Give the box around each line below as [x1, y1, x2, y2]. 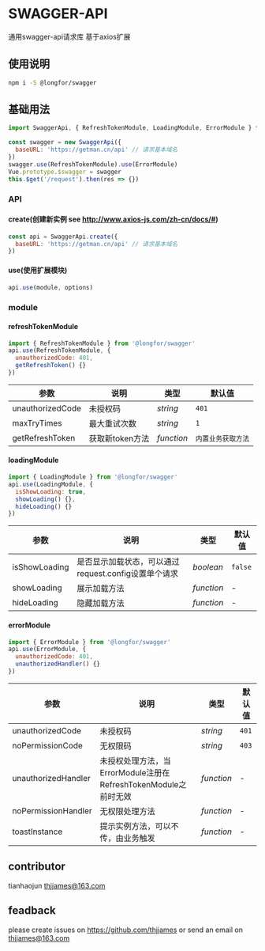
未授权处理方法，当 [99, 755, 171, 766]
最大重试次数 [88, 418, 136, 429]
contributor [8, 860, 65, 873]
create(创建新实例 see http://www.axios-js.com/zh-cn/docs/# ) [8, 214, 218, 224]
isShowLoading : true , [15, 487, 87, 495]
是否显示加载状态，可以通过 [77, 556, 180, 567]
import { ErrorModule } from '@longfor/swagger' [8, 638, 171, 646]
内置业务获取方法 [195, 434, 250, 443]
